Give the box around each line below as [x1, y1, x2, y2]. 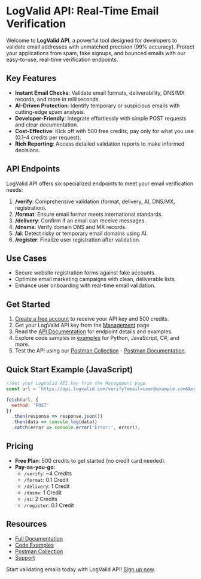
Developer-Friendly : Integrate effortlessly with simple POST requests [14, 114, 187, 122]
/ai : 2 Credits [23, 495, 58, 502]
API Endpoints [6, 164, 60, 174]
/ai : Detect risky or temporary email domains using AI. [14, 230, 148, 237]
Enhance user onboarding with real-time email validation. [14, 282, 156, 289]
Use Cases [6, 253, 47, 263]
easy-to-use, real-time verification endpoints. [6, 56, 118, 63]
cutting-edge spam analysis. [14, 108, 86, 115]
